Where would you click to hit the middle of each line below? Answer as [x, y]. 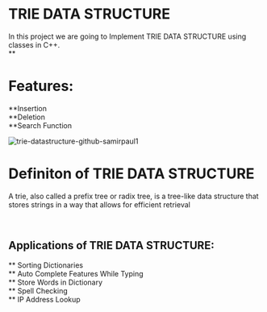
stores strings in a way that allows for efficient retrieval [100, 204]
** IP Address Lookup [44, 299]
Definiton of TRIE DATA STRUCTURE [131, 174]
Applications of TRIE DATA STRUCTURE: [112, 245]
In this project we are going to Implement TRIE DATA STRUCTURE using [127, 36]
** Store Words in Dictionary [56, 282]
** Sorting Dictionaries [46, 265]
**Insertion [27, 108]
